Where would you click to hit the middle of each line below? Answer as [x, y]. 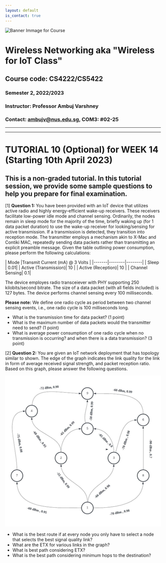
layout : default [22, 10]
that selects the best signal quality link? [52, 539]
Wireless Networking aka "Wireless [80, 50]
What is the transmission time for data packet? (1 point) [68, 317]
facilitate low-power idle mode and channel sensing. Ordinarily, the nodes [80, 216]
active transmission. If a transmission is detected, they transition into [75, 232]
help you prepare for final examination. [66, 194]
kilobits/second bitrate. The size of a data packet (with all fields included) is [82, 288]
